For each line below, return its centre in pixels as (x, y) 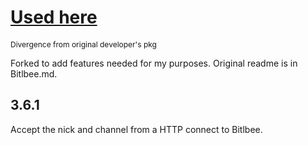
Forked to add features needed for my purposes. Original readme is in (154, 63)
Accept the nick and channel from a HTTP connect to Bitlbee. (136, 129)
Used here (54, 17)
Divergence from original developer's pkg (83, 44)
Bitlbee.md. (34, 73)
